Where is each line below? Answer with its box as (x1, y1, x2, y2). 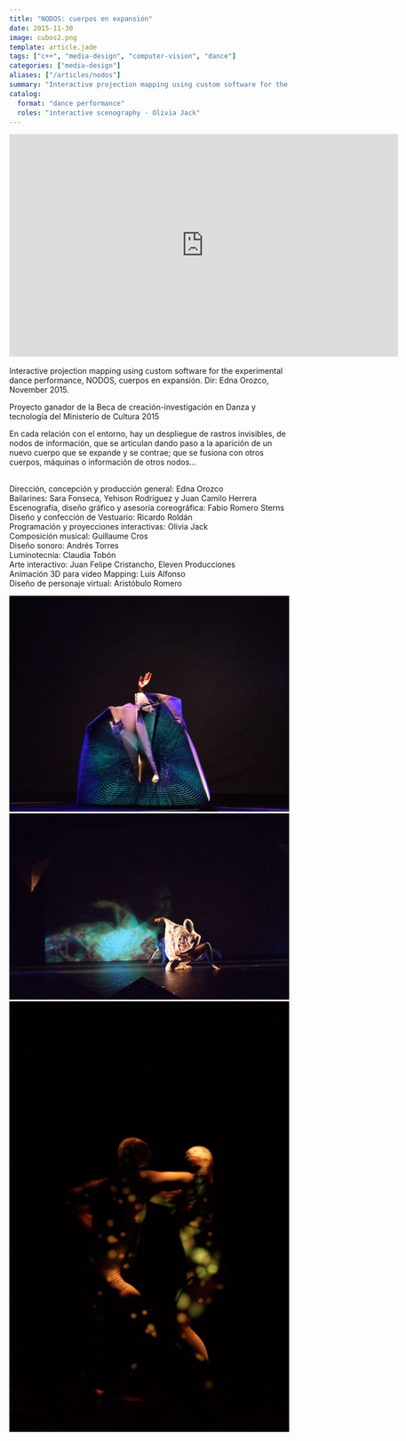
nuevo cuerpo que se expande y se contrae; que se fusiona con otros (9, 448, 265, 458)
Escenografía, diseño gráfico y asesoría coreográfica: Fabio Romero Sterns (9, 503, 285, 514)
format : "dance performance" (17, 99, 125, 108)
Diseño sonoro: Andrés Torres (9, 540, 119, 551)
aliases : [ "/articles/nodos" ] (9, 71, 122, 80)
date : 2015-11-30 (9, 23, 74, 33)
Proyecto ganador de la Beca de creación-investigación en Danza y (9, 401, 256, 413)
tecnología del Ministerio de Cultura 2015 (9, 411, 160, 422)
